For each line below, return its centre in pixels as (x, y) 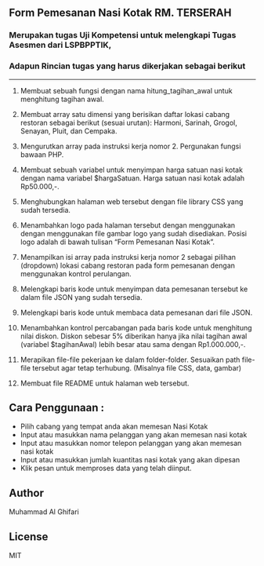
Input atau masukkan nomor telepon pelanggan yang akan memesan (131, 444)
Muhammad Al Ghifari (44, 512)
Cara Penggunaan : (57, 408)
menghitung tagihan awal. (62, 99)
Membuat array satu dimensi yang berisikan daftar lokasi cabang (125, 114)
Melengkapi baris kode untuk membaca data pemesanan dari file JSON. (136, 312)
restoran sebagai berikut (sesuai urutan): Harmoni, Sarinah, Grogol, (129, 122)
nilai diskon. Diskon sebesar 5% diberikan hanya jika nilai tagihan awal (134, 336)
